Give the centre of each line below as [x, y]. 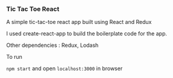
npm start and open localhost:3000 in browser [64, 68]
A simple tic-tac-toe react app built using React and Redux [79, 22]
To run [14, 57]
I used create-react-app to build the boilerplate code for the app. [87, 34]
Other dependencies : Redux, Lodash [52, 45]
